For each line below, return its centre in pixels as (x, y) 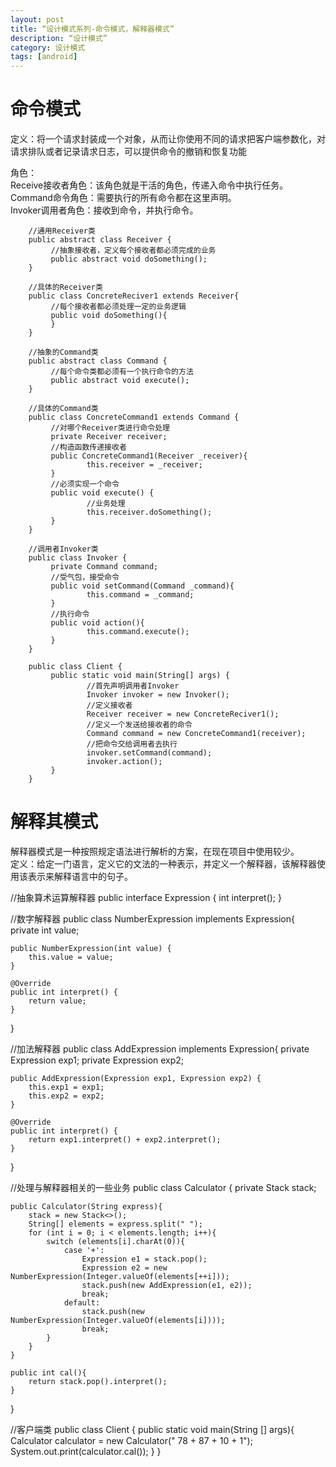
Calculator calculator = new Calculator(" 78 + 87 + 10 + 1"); (131, 1440)
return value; (57, 1001)
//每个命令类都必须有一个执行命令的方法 (122, 372)
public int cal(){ (48, 1373)
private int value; (45, 930)
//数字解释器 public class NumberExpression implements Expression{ (152, 919)
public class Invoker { (78, 558)
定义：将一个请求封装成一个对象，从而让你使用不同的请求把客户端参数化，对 (168, 139)
